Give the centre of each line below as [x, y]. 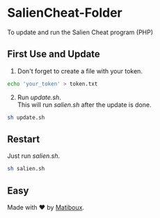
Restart [24, 139]
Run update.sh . [39, 97]
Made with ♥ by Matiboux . [46, 207]
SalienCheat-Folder [65, 13]
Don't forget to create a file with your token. [80, 71]
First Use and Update [54, 54]
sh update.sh [26, 117]
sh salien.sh [26, 169]
